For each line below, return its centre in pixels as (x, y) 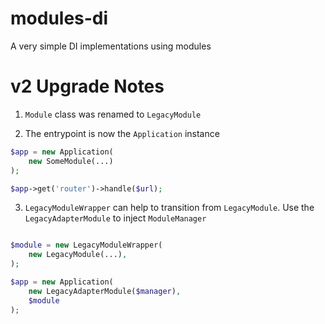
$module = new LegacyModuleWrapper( (86, 245)
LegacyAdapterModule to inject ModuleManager (115, 218)
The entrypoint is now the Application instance (122, 133)
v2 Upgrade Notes (87, 86)
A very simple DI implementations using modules (111, 46)
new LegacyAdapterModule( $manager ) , (105, 291)
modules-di (59, 18)
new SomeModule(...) (71, 161)
